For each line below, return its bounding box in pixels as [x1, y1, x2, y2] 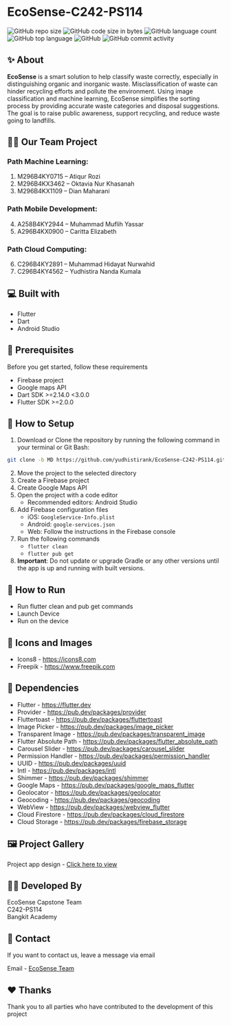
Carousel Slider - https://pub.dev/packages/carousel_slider [16, 744, 185, 753]
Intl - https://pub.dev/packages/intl [16, 766, 116, 775]
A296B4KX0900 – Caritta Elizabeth [16, 227, 117, 235]
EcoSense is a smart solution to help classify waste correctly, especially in [7, 72, 219, 80]
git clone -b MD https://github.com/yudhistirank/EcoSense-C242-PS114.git [7, 457, 226, 464]
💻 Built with [7, 288, 60, 300]
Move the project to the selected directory [16, 469, 137, 477]
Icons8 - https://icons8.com [16, 655, 96, 663]
